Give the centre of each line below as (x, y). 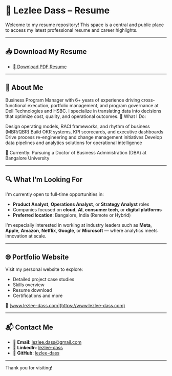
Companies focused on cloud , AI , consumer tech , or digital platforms (87, 210)
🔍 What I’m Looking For (44, 179)
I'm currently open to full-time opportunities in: (55, 194)
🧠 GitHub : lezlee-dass (36, 353)
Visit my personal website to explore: (44, 269)
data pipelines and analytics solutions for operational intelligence (74, 143)
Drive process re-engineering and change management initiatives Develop (84, 137)
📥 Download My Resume (46, 52)
